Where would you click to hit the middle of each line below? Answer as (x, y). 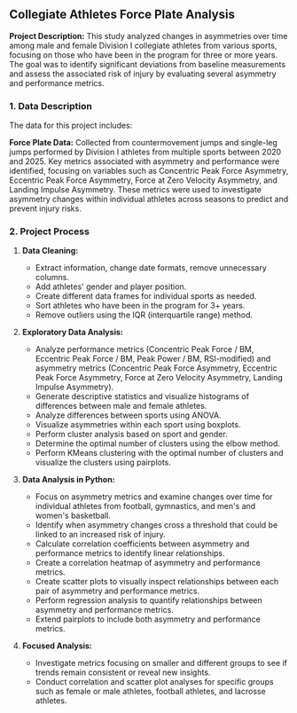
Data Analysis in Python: (68, 480)
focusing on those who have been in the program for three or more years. (144, 55)
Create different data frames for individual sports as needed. (146, 296)
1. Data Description (51, 106)
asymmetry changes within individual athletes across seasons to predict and (149, 200)
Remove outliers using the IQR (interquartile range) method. (144, 315)
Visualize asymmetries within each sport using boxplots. (138, 425)
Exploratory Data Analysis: (73, 333)
